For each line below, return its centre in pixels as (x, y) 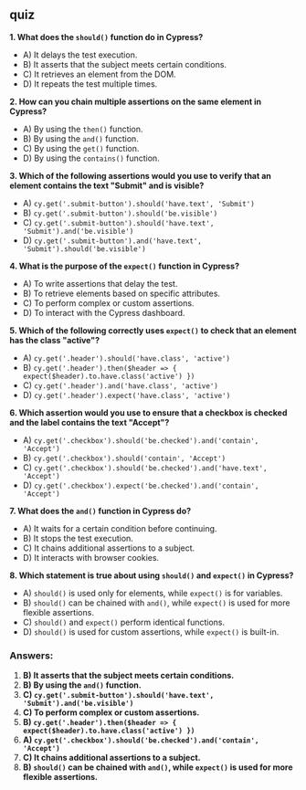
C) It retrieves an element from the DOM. (99, 74)
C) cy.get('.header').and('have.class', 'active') (121, 385)
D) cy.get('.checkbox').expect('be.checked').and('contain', (141, 485)
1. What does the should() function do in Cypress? (106, 37)
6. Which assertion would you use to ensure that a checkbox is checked (148, 412)
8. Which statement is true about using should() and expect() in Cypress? (152, 575)
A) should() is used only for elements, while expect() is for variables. (153, 593)
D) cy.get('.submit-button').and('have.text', (112, 240)
